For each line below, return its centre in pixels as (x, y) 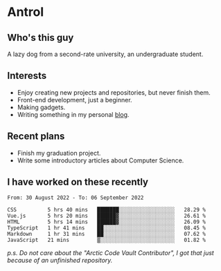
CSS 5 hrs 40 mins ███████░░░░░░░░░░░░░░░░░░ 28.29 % (107, 210)
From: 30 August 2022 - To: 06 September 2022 (76, 198)
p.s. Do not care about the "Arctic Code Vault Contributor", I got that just (111, 253)
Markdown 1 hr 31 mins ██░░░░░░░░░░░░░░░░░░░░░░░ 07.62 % (107, 234)
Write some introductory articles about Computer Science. (100, 160)
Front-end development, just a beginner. (75, 100)
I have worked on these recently (78, 182)
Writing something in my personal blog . (73, 114)
